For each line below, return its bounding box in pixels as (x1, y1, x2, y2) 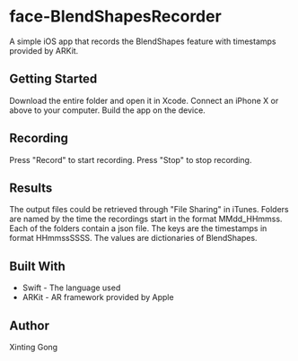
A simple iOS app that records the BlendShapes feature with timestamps (9, 36, 276, 47)
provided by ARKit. (9, 45, 79, 56)
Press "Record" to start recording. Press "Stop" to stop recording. (9, 154, 252, 165)
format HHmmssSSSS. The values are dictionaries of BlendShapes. (9, 233, 258, 244)
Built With (9, 258, 66, 274)
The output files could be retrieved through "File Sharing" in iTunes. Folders (9, 204, 289, 215)
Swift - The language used (22, 282, 121, 293)
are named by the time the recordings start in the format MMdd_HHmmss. (9, 213, 283, 225)
